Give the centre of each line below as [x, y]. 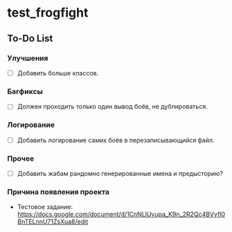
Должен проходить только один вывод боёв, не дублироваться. [112, 107]
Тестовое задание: [45, 207]
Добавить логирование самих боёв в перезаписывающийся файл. [116, 140]
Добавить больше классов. [58, 73]
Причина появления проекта [58, 192]
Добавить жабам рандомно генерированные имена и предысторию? [120, 173]
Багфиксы [25, 91]
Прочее [21, 159]
